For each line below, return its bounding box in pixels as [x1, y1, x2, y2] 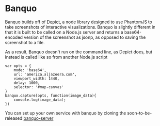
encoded [5, 34, 23, 40]
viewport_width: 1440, [14, 76, 60, 81]
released [5, 115, 23, 121]
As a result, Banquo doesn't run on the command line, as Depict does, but [5, 49, 153, 55]
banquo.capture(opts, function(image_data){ [5, 93, 96, 98]
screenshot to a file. [5, 39, 45, 45]
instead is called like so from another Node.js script [5, 54, 108, 60]
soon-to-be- [127, 110, 152, 116]
